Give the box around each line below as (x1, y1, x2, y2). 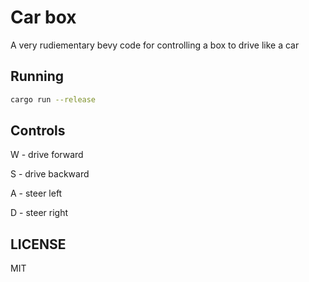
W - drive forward (10, 149, 84, 161)
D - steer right (10, 207, 69, 219)
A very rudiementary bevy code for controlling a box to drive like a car (10, 39, 300, 51)
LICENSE (10, 236, 67, 253)
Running (10, 68, 65, 85)
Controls (10, 122, 66, 140)
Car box (10, 6, 77, 29)
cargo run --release (10, 94, 97, 105)
